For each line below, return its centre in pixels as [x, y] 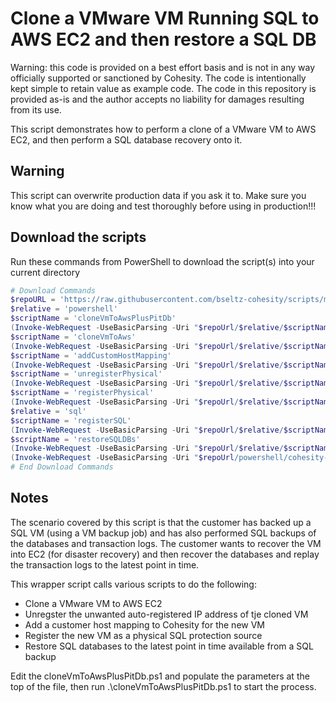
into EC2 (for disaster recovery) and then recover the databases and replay [165, 554]
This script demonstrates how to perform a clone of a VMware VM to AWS [163, 129]
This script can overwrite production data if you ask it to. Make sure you [158, 195]
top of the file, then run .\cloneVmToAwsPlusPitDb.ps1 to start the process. [163, 686]
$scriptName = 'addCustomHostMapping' [91, 355]
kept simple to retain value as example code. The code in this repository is [163, 88]
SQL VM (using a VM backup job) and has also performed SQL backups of [163, 533]
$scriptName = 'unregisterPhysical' [86, 374]
